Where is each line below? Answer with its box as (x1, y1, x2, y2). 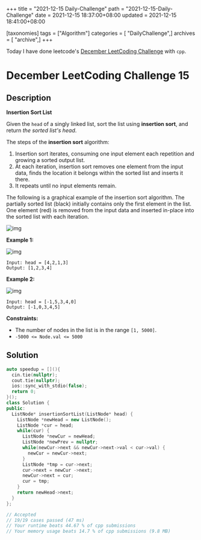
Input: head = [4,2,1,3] (6, 260, 69, 266)
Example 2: (6, 275, 35, 283)
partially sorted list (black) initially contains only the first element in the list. (6, 200, 191, 207)
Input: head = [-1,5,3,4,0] (6, 299, 77, 305)
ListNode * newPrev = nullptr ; (22, 439, 98, 445)
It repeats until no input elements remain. (14, 182, 117, 189)
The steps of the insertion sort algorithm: (6, 139, 110, 145)
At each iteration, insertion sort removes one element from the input (14, 163, 184, 170)
